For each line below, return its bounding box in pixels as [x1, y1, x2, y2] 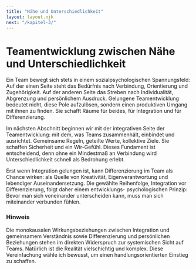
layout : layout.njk [6, 14, 54, 20]
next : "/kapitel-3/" [6, 19, 57, 25]
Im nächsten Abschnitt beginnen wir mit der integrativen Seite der [6, 125, 165, 132]
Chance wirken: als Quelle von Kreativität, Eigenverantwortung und [6, 174, 168, 181]
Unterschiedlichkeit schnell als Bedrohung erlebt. [6, 156, 125, 163]
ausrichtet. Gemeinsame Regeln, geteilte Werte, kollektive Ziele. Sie [6, 137, 170, 144]
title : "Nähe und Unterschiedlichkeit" [6, 8, 104, 15]
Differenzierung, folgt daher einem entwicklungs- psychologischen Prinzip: [6, 186, 188, 193]
